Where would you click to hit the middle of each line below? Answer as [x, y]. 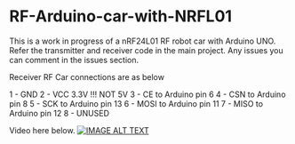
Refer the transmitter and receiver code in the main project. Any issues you [147, 50]
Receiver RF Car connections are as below [87, 76]
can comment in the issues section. [74, 60]
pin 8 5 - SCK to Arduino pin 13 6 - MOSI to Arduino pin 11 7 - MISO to [136, 103]
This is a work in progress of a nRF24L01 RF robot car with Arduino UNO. [143, 41]
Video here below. [42, 130]
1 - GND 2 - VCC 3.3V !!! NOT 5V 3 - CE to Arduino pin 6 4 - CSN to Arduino [147, 94]
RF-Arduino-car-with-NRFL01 [121, 16]
